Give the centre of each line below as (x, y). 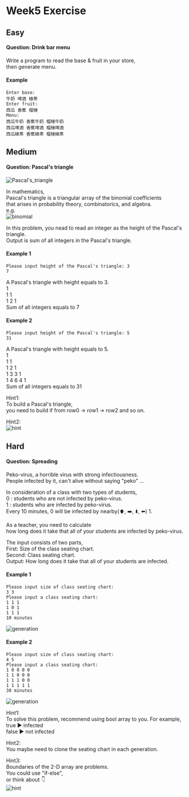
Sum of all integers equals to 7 (43, 307)
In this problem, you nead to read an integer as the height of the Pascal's (94, 228)
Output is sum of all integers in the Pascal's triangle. (69, 240)
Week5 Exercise (46, 11)
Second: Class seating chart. (41, 555)
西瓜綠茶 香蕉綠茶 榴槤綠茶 (35, 134)
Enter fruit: (22, 104)
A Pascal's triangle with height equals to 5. (58, 349)
